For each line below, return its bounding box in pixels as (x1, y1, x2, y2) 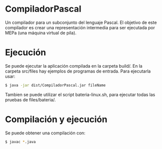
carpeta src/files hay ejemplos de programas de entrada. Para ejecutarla (5, 68, 151, 74)
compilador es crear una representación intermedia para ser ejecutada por (5, 24, 155, 30)
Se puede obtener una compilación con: (5, 130, 85, 136)
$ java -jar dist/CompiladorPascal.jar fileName (5, 83, 106, 88)
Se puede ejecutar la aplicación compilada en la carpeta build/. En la (5, 63, 142, 69)
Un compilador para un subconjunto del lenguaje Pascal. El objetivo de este (5, 19, 157, 25)
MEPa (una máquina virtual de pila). (5, 30, 77, 36)
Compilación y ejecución (5, 113, 107, 125)
